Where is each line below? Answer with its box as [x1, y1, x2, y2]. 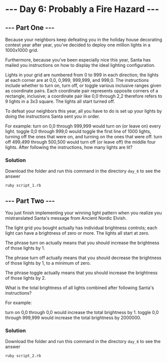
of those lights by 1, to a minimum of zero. [5, 260, 91, 266]
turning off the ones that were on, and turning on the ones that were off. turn [5, 134, 163, 139]
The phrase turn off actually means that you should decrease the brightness [5, 255, 162, 261]
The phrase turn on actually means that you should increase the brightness [5, 240, 160, 246]
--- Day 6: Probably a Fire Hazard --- [5, 3, 160, 15]
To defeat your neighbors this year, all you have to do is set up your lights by [5, 108, 162, 114]
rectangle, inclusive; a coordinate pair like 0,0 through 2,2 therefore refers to [5, 93, 163, 99]
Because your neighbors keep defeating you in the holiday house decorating [5, 36, 163, 42]
